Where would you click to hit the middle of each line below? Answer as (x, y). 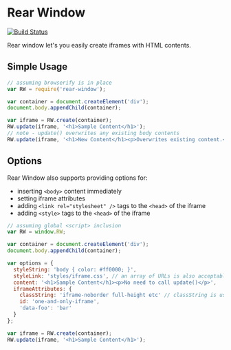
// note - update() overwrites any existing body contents (93, 133)
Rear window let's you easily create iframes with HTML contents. (99, 45)
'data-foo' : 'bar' (46, 308)
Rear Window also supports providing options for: (77, 178)
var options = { (30, 263)
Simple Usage (37, 67)
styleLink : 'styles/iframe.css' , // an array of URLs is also (104, 276)
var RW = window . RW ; (37, 232)
